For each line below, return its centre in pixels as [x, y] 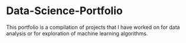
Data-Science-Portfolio [64, 11]
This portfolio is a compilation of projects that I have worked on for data [93, 27]
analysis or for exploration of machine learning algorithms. [77, 33]
